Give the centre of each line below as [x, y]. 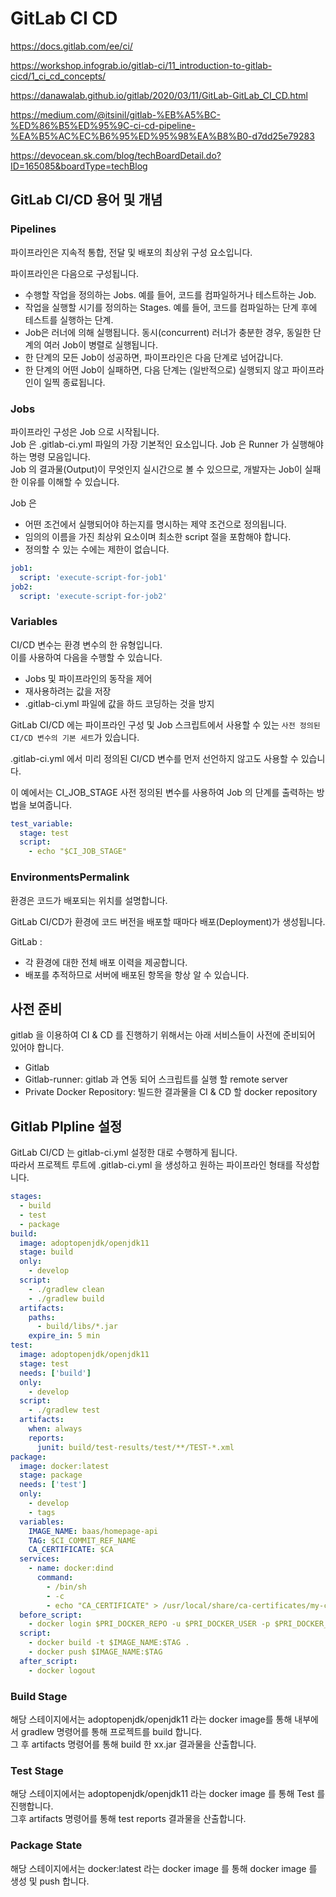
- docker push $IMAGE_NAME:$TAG [95, 1652]
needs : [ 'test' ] [53, 1485]
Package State [46, 1845]
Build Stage [39, 1696]
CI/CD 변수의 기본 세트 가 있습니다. [75, 737]
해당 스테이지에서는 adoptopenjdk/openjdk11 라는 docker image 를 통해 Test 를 [168, 1794]
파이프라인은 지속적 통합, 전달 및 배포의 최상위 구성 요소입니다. [131, 252]
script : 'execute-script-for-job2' [93, 596]
